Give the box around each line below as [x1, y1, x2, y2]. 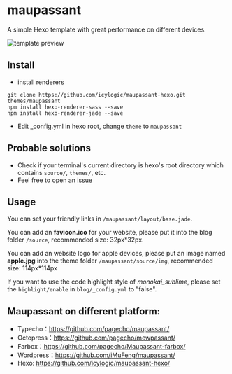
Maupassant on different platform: [7, 305, 161, 317]
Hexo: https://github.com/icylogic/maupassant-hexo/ [17, 359, 171, 368]
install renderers [17, 78, 65, 86]
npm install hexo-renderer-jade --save [7, 109, 124, 117]
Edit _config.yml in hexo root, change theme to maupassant [17, 122, 182, 130]
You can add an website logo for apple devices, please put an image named [7, 249, 226, 258]
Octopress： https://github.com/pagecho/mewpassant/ [17, 333, 176, 342]
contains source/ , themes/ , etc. [17, 168, 106, 176]
